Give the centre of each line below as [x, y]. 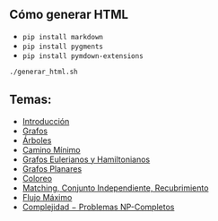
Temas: [31, 100]
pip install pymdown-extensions [83, 56]
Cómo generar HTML [69, 15]
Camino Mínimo [51, 149]
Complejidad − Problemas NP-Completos [98, 207]
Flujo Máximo [47, 197]
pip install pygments [62, 47]
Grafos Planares [52, 168]
